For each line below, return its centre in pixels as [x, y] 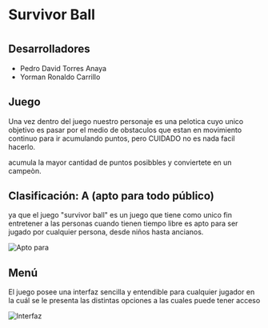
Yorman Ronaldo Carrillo [60, 77]
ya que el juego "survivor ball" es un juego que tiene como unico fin [120, 215]
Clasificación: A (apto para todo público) [111, 196]
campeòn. [25, 170]
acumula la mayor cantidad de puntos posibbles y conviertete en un [120, 162]
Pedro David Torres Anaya [63, 68]
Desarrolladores [49, 49]
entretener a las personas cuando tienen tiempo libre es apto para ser [123, 224]
